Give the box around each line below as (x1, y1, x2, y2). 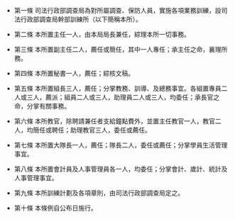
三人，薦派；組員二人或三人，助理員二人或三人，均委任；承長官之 (26, 93, 220, 101)
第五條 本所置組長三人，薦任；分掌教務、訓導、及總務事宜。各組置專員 (13, 84, 222, 92)
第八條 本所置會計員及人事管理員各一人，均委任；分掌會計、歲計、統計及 (13, 165, 228, 173)
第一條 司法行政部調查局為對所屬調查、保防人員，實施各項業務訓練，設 (13, 6, 222, 14)
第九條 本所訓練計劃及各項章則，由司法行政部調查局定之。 (13, 189, 185, 197)
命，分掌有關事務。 (13, 102, 71, 110)
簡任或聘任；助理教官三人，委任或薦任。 (33, 126, 151, 134)
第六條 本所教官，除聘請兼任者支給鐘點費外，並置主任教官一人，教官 (13, 117, 215, 125)
